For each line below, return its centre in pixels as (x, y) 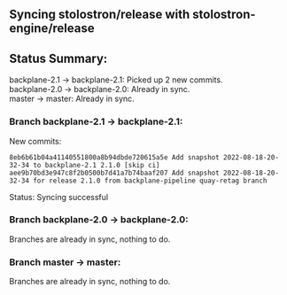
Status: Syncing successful (59, 197)
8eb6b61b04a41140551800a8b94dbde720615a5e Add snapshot (114, 157)
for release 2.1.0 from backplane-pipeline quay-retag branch (150, 181)
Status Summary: (58, 58)
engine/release (52, 29)
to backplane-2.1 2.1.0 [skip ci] (97, 165)
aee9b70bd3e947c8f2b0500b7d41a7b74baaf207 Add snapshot (114, 173)
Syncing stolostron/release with (100, 15)
